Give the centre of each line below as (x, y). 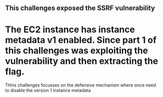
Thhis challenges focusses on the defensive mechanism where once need (81, 85)
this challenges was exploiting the (77, 50)
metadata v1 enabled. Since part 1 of (81, 40)
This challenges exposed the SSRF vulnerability (80, 8)
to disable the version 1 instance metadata (48, 91)
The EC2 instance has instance (70, 29)
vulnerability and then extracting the (82, 61)
